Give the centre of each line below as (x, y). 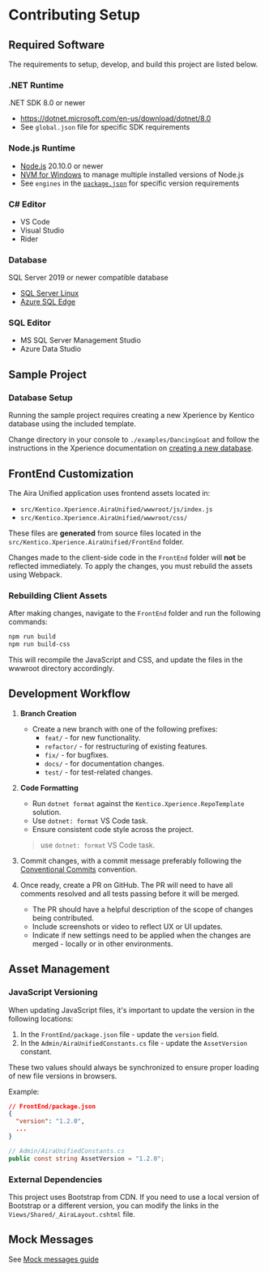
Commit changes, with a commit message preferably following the (130, 860)
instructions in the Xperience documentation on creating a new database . (131, 448)
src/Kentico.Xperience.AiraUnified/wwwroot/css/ (104, 518)
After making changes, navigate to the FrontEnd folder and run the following (134, 613)
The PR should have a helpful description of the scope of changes (143, 909)
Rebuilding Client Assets (58, 595)
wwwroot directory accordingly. (62, 668)
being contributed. (63, 918)
